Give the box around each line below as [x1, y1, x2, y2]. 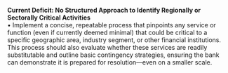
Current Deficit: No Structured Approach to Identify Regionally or [7, 6, 201, 14]
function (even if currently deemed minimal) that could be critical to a [7, 28, 208, 36]
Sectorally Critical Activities [7, 13, 91, 22]
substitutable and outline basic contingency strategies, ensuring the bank [7, 51, 220, 59]
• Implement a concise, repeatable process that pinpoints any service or [7, 21, 216, 29]
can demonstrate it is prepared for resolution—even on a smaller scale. [7, 58, 213, 66]
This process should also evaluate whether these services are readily [7, 44, 208, 51]
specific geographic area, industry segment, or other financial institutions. [7, 36, 221, 44]
